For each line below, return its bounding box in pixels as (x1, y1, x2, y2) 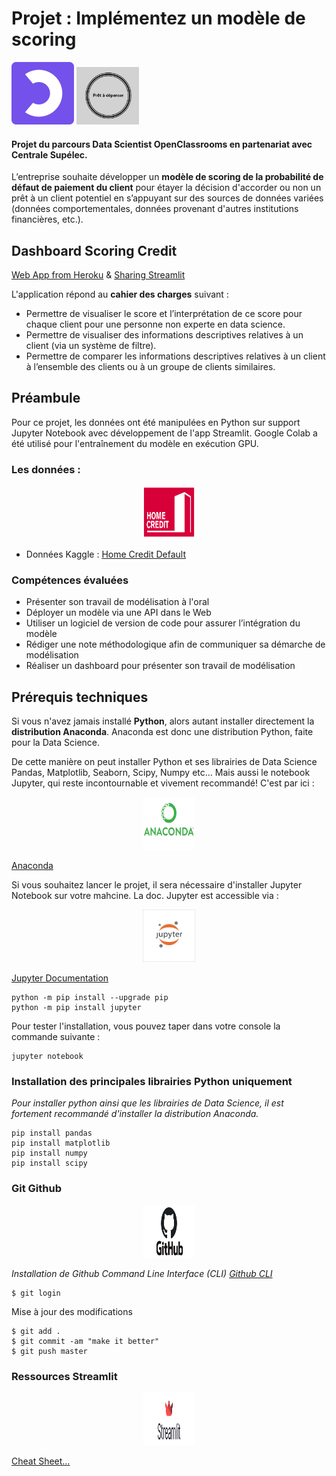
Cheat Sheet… (11, 1455, 71, 1467)
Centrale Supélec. (11, 148, 88, 161)
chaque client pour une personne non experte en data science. (25, 318, 286, 330)
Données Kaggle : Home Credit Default (25, 548, 187, 561)
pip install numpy (11, 1148, 88, 1159)
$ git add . (11, 1326, 61, 1336)
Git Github (11, 1182, 62, 1196)
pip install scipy (11, 1158, 88, 1169)
